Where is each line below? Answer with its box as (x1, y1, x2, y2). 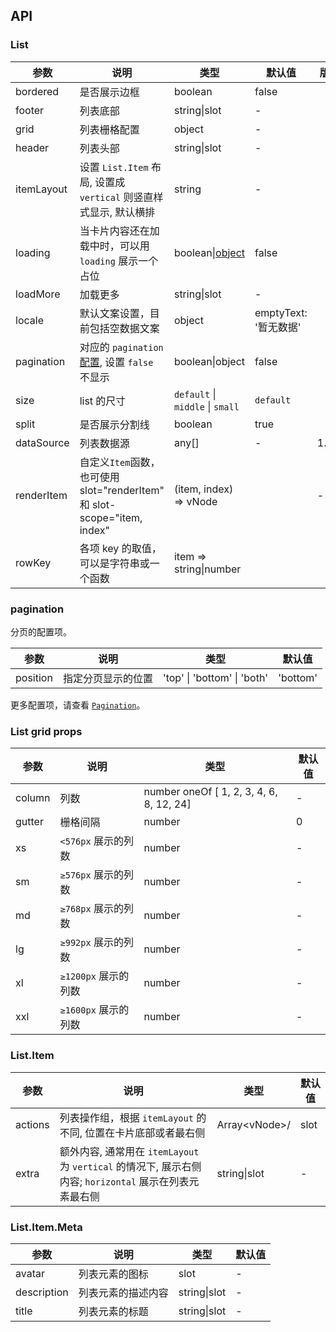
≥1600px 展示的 (59, 1003, 130, 1017)
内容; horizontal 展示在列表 (59, 1174, 190, 1188)
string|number (173, 562, 242, 576)
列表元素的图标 (78, 1267, 149, 1281)
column (15, 791, 51, 805)
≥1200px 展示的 (59, 969, 130, 983)
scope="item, (79, 510, 143, 524)
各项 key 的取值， (79, 541, 162, 555)
